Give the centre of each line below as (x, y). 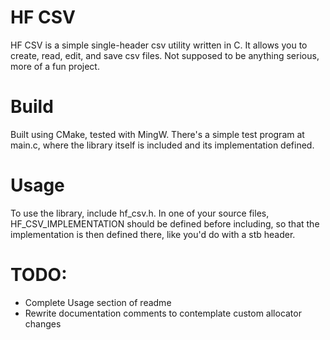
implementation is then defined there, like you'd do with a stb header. (153, 234)
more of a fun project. (55, 66)
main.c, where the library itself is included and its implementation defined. (162, 145)
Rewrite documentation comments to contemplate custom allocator (163, 313)
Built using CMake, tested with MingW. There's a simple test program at (157, 134)
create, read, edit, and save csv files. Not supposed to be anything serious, (165, 55)
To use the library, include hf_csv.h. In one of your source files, (140, 213)
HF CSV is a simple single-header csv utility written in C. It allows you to (159, 45)
